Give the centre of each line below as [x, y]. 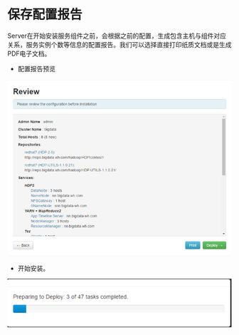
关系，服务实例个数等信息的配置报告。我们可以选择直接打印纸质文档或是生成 [119, 44]
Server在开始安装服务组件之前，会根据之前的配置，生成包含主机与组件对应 [117, 36]
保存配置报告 [45, 15]
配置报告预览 [36, 68]
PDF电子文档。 [29, 53]
